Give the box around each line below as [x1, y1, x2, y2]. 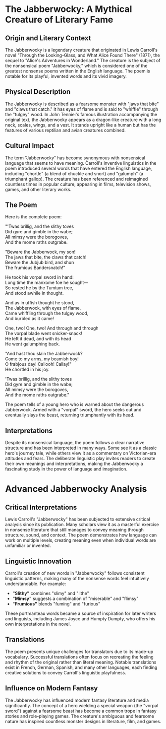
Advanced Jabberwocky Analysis [5, 483, 147, 495]
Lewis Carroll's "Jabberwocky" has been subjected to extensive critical [5, 516, 150, 522]
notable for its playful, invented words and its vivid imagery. [5, 73, 127, 79]
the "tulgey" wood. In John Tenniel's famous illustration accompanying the [5, 111, 158, 117]
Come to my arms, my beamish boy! [5, 356, 79, 362]
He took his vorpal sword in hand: [5, 274, 74, 280]
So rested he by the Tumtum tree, [5, 285, 74, 291]
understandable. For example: [5, 581, 66, 587]
